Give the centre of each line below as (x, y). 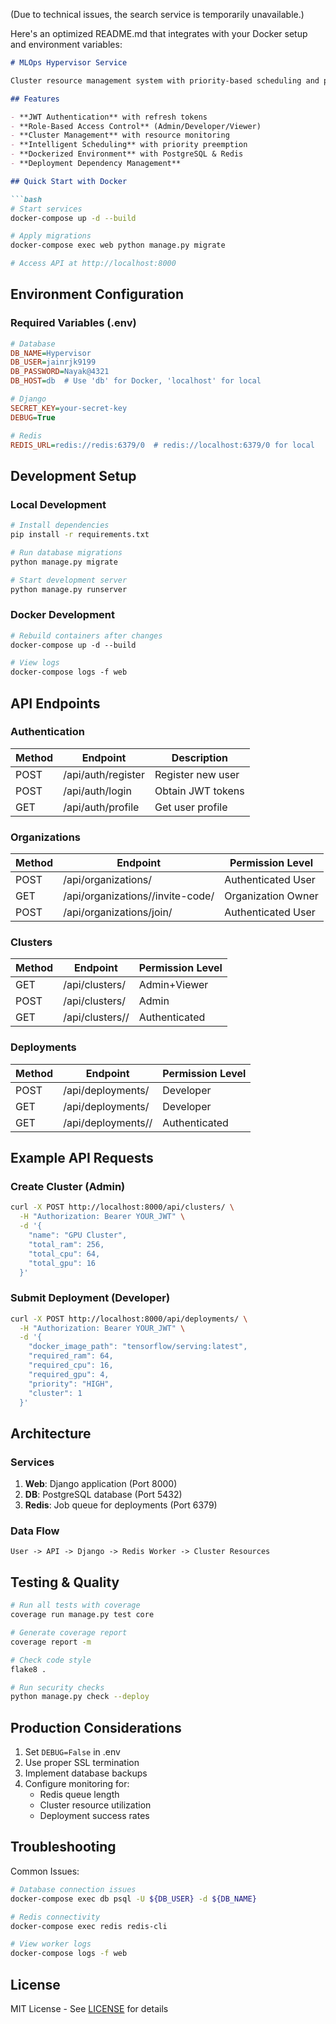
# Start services (46, 209)
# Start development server (69, 580)
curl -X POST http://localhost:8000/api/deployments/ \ (129, 1319)
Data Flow (35, 1531)
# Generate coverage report (69, 1633)
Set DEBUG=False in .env (72, 1752)
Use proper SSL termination (82, 1763)
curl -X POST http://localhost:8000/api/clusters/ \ (122, 1207)
